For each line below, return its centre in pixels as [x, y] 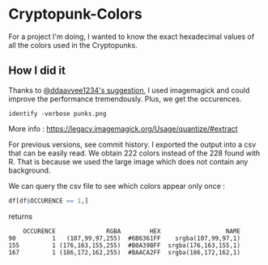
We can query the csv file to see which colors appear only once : [117, 186]
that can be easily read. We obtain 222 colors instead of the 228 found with [134, 153]
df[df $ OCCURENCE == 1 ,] [49, 201]
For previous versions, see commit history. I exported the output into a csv [132, 144]
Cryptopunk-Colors [76, 14]
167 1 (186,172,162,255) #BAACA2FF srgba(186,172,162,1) [125, 252]
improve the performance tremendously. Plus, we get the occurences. [125, 99]
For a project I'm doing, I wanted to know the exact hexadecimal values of [132, 36]
